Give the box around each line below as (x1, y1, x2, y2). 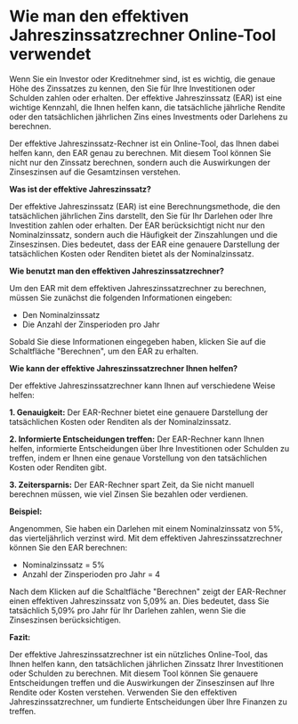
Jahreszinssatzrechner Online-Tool (9, 25, 277, 45)
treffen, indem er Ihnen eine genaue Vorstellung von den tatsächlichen (9, 452, 267, 463)
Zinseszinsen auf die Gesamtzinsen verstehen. (9, 167, 181, 177)
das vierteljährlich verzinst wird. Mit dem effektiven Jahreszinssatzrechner (9, 533, 283, 543)
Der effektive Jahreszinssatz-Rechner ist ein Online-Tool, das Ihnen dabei (9, 138, 279, 149)
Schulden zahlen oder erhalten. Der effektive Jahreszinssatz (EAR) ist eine (9, 92, 283, 103)
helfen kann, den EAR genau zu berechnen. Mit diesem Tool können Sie (9, 147, 271, 158)
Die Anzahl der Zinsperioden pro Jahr (21, 319, 160, 329)
